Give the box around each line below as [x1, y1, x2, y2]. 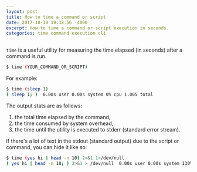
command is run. [6, 53, 47, 60]
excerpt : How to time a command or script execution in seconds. [6, 25, 169, 31]
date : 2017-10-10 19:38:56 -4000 [6, 19, 88, 25]
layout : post [6, 8, 38, 15]
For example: [6, 75, 38, 82]
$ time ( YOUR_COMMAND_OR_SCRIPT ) [6, 64, 88, 70]
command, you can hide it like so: [6, 143, 87, 150]
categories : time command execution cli [6, 31, 107, 36]
